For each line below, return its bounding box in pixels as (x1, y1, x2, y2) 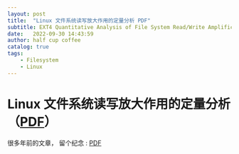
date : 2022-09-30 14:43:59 (7, 30, 94, 38)
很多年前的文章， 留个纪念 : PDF (7, 138, 102, 147)
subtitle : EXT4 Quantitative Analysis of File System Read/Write (7, 23, 205, 31)
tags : (7, 50, 23, 57)
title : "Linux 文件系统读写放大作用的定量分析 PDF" (7, 17, 151, 24)
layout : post (7, 10, 46, 18)
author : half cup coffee (7, 37, 81, 44)
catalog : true (7, 43, 50, 50)
